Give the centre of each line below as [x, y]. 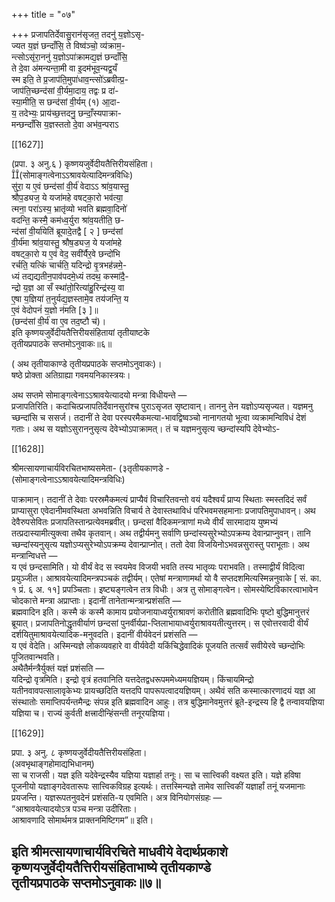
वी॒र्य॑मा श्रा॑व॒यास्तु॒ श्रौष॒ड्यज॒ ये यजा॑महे [66, 242]
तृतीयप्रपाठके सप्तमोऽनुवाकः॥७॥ [86, 883]
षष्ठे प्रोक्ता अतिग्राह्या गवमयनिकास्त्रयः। [71, 375]
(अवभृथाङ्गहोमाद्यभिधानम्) [53, 763]
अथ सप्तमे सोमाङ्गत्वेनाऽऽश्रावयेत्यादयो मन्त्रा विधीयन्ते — [99, 395]
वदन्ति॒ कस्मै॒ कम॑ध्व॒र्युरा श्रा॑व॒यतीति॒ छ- [68, 220]
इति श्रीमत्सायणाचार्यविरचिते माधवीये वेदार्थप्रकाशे [119, 852]
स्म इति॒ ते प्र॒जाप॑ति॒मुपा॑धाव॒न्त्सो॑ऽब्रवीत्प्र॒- [70, 79]
